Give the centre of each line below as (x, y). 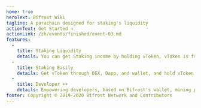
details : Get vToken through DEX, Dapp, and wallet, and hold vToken (106, 73)
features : (19, 40)
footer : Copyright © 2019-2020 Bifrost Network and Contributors (89, 95)
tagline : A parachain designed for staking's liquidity (77, 23)
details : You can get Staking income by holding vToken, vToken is (103, 56)
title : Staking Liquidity (49, 51)
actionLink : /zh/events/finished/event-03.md (64, 34)
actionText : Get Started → (40, 28)
